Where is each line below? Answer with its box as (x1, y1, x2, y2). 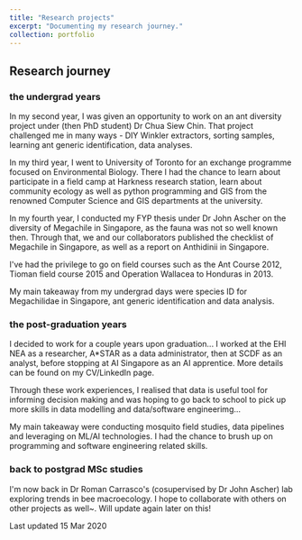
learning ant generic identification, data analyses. (9, 140, 193, 151)
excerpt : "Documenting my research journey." (9, 22, 183, 31)
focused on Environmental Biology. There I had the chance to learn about (9, 167, 281, 178)
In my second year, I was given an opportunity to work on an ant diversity (9, 111, 282, 122)
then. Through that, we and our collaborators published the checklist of (9, 232, 274, 243)
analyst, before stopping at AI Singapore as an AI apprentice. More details (9, 358, 284, 369)
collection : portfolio (9, 30, 95, 39)
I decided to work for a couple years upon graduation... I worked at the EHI (9, 339, 287, 350)
